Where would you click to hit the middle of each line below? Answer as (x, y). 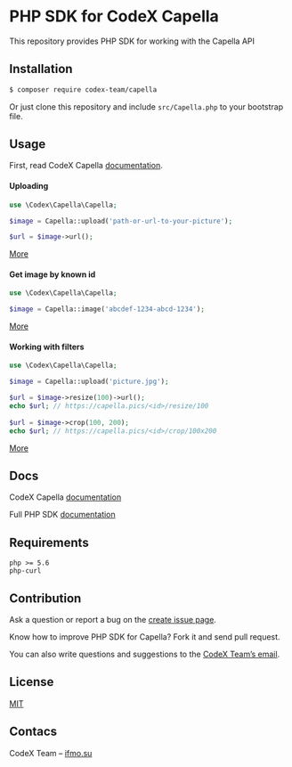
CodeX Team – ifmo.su (51, 753)
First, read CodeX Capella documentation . (86, 166)
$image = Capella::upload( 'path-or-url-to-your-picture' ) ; (121, 221)
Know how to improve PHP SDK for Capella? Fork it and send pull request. (145, 636)
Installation (41, 69)
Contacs (33, 732)
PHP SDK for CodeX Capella (114, 16)
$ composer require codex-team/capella (83, 90)
